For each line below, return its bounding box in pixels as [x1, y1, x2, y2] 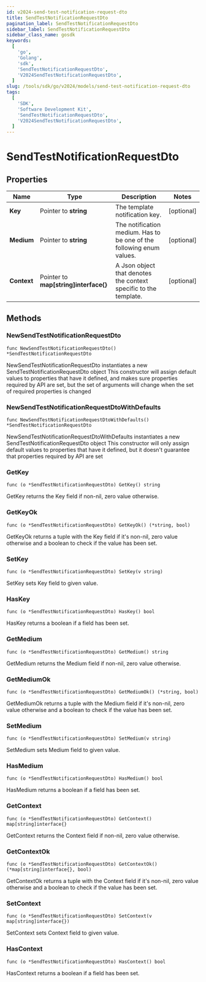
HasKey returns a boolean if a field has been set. [6, 619, 129, 627]
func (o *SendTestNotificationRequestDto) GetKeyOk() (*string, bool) [6, 522, 191, 528]
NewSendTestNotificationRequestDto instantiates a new [6, 361, 148, 369]
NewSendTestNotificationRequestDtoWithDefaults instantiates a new [6, 433, 180, 440]
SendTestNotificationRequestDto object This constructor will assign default [6, 368, 196, 375]
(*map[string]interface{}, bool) [6, 866, 92, 873]
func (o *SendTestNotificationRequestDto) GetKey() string [6, 482, 161, 488]
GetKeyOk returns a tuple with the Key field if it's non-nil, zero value [6, 533, 178, 540]
